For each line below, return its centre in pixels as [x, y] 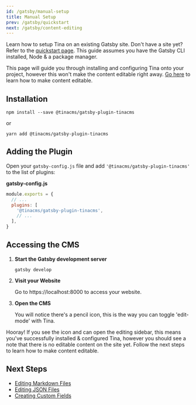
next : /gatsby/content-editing [44, 28]
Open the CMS [32, 303]
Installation [27, 99]
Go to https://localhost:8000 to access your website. [78, 292]
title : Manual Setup [31, 17]
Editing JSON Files [37, 389]
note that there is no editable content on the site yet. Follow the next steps [95, 344]
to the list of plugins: [31, 172]
